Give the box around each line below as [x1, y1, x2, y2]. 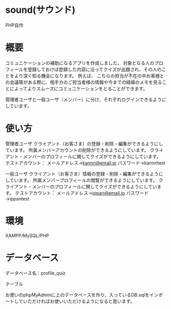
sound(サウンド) [5, 4, 76, 16]
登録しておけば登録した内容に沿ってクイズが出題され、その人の [27, 66, 162, 72]
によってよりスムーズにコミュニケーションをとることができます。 [9, 85, 148, 92]
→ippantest [5, 195, 30, 202]
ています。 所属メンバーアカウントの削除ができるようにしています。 [5, 147, 149, 153]
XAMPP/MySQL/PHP [5, 232, 50, 238]
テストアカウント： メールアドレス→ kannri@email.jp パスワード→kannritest [5, 159, 165, 166]
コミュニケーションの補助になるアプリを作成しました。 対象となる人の [5, 59, 155, 66]
